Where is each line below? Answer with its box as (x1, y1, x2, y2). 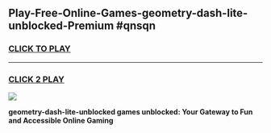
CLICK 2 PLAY (8, 73, 65, 85)
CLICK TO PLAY (8, 44, 71, 55)
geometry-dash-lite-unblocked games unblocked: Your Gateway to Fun (8, 106, 253, 116)
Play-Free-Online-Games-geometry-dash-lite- (8, 6, 248, 20)
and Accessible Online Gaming (8, 115, 114, 125)
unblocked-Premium (8, 19, 115, 33)
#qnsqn (115, 19, 156, 33)
